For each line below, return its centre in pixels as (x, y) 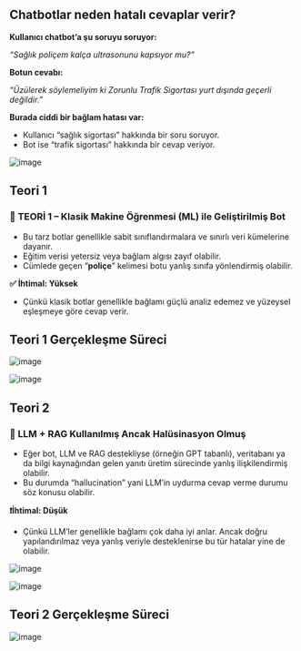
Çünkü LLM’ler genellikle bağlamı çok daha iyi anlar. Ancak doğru (145, 531)
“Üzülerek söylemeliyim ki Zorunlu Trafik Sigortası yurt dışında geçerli (140, 89)
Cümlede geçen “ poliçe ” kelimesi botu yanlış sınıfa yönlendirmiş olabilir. (157, 265)
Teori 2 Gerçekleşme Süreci (90, 615)
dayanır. (37, 246)
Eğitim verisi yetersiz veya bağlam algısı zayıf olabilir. (121, 256)
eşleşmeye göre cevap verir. (75, 311)
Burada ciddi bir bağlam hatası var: (77, 117)
